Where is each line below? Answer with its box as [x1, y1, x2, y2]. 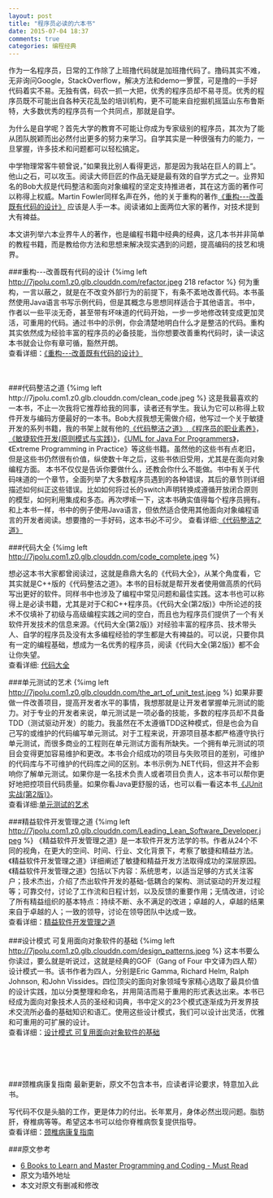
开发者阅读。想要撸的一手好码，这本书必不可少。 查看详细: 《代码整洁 [22, 515, 254, 525]
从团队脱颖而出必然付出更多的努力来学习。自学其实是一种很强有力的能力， [8, 133, 258, 143]
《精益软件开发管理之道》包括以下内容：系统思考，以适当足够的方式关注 [8, 866, 247, 876]
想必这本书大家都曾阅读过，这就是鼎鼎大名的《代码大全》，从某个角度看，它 [8, 569, 262, 579]
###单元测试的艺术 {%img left [8, 677, 110, 688]
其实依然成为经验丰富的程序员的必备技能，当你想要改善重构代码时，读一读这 [8, 328, 265, 338]
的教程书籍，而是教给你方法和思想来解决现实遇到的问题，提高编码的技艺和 [8, 239, 258, 249]
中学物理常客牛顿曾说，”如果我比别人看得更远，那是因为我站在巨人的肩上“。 [8, 161, 261, 171]
